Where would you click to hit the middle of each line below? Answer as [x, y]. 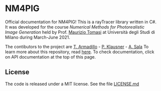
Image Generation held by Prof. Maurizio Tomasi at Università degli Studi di [80, 32]
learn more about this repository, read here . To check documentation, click [80, 52]
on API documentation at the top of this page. [50, 57]
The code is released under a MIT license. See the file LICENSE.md [72, 84]
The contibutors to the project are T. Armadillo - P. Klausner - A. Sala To [77, 46]
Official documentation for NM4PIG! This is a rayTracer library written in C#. [81, 22]
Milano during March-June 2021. [38, 37]
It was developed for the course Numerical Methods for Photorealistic [75, 27]
